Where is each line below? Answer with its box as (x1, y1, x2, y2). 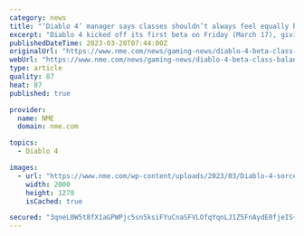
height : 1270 (25, 188, 75, 197)
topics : (9, 138, 39, 147)
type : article (9, 64, 63, 73)
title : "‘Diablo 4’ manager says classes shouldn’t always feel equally (9, 22, 290, 31)
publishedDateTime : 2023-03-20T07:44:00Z (9, 38, 168, 48)
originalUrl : (9, 47, 59, 56)
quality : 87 (9, 72, 54, 81)
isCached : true (25, 196, 83, 206)
